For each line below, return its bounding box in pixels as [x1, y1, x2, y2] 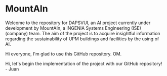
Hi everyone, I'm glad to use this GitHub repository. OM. [5, 51, 122, 57]
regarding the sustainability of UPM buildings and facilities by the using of [5, 36, 159, 42]
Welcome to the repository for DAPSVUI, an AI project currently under [5, 20, 151, 26]
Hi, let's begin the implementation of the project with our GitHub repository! [5, 60, 162, 66]
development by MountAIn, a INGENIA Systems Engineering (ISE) [5, 25, 142, 31]
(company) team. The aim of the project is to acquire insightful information [5, 30, 160, 36]
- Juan [5, 66, 19, 72]
